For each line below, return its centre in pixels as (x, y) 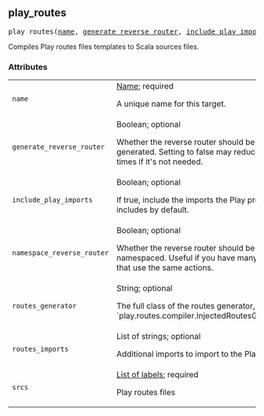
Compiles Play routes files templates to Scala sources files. (104, 46)
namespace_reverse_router (60, 253)
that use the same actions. (165, 268)
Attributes (28, 67)
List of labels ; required (158, 374)
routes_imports (40, 349)
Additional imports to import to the (180, 354)
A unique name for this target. (171, 104)
